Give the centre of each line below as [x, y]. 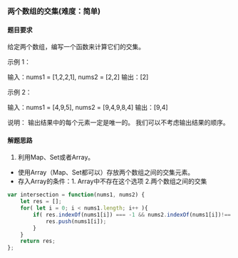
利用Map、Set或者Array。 [56, 158]
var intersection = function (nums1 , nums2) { [76, 195]
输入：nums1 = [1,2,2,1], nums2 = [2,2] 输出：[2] [78, 77]
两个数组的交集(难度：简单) [54, 11]
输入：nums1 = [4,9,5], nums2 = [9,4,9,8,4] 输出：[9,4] [88, 108]
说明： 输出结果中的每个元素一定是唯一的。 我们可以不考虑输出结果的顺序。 [118, 123]
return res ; [38, 241]
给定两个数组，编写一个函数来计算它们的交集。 [76, 47]
